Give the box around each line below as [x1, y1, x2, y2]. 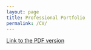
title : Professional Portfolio [6, 15, 86, 21]
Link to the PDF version [6, 37, 65, 45]
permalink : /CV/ [6, 20, 47, 26]
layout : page [6, 9, 39, 15]
